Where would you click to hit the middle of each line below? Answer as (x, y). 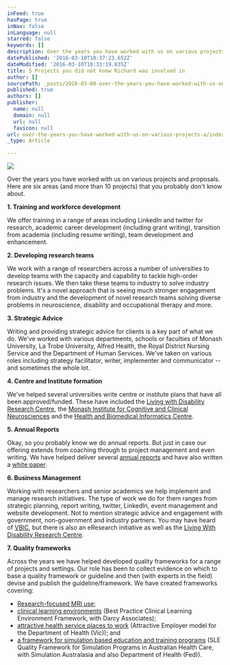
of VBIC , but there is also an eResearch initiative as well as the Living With (111, 527)
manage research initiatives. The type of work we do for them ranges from (112, 499)
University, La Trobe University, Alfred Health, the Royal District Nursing (108, 346)
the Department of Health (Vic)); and (69, 633)
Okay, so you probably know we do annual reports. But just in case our (107, 443)
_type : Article (29, 141)
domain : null (32, 115)
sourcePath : (24, 84)
